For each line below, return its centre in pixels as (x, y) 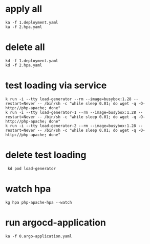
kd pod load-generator (32, 168)
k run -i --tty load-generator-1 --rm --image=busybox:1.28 (71, 112)
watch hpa (28, 189)
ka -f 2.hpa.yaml (24, 27)
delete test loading (46, 155)
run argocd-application (56, 222)
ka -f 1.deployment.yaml (32, 22)
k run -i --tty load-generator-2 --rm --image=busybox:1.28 (71, 126)
